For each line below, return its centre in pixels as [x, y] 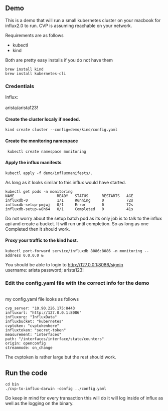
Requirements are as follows [34, 35]
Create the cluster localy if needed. [43, 119]
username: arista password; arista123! [44, 270]
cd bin [12, 384]
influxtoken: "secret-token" [36, 330]
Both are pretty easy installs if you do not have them [59, 60]
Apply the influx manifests [33, 163]
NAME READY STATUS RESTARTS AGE [69, 196]
